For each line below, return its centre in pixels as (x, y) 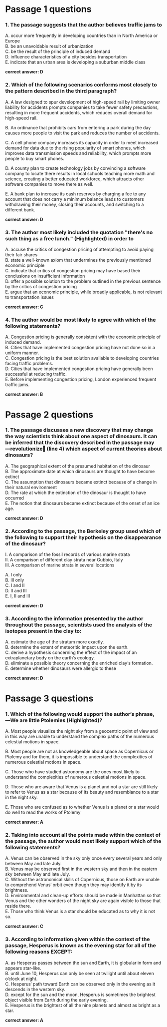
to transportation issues (29, 297)
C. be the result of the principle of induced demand (58, 51)
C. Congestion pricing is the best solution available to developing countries (82, 358)
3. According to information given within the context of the (78, 939)
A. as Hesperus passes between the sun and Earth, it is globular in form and (83, 963)
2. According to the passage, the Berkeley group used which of (83, 531)
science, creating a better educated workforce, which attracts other (75, 179)
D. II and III (16, 591)
